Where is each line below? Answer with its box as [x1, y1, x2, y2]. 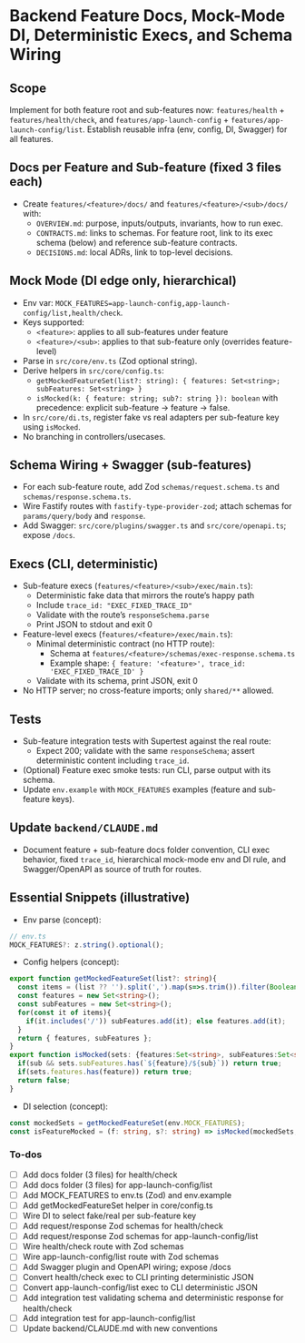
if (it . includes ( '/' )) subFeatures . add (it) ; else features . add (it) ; [25, 1016, 286, 1025]
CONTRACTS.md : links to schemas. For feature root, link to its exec [35, 227, 274, 238]
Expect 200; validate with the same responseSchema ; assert [35, 746, 256, 757]
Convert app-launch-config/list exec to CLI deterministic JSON [22, 1282, 259, 1293]
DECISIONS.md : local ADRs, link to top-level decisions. [35, 247, 233, 258]
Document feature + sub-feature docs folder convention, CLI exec [22, 844, 271, 855]
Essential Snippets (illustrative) [9, 890, 191, 906]
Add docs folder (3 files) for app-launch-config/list [22, 1179, 213, 1190]
